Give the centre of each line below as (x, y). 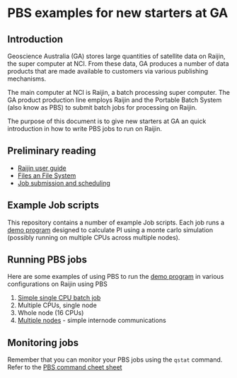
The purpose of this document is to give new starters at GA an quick (107, 121)
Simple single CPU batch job (59, 298)
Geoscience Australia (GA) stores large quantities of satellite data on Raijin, (116, 56)
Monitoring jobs (43, 342)
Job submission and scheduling (64, 183)
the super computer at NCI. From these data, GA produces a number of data (118, 64)
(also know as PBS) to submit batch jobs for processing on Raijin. (102, 107)
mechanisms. (27, 79)
